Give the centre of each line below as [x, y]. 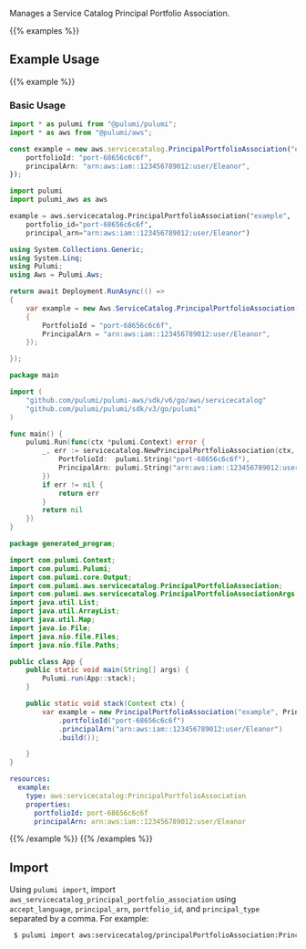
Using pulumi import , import [62, 890]
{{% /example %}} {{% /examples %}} [81, 838]
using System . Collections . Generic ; [77, 249]
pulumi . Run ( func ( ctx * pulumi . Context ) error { [116, 442]
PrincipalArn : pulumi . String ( [115, 468]
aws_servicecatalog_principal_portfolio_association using [123, 900]
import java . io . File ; [51, 628]
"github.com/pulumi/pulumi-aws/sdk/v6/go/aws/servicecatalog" [146, 400]
